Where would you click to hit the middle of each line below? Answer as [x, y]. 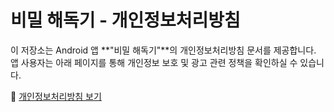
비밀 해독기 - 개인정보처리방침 [125, 20]
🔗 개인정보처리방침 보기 [56, 96]
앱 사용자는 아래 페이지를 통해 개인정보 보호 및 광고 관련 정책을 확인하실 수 [154, 62]
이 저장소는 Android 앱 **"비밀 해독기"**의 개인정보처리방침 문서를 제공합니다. [163, 50]
